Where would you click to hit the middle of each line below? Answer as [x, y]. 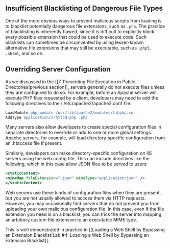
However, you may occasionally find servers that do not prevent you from [82, 203]
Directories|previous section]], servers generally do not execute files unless [85, 87]
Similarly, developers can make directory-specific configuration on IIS [79, 153]
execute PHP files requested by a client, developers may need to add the [82, 98]
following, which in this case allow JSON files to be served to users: [77, 164]
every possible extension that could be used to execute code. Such [76, 37]
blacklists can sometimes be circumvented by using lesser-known [75, 42]
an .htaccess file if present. [34, 143]
